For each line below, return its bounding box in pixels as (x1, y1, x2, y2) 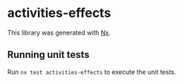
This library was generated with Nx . (7, 28, 111, 37)
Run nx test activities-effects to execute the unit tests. (7, 67, 177, 76)
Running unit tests (7, 49, 90, 61)
